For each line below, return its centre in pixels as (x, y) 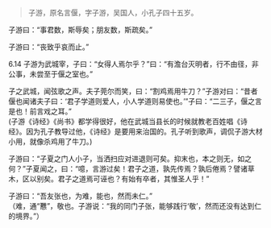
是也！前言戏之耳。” (40, 111)
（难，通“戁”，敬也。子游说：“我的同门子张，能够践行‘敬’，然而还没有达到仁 (135, 206)
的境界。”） (26, 216)
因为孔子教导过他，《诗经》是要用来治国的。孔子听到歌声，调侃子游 (137, 131)
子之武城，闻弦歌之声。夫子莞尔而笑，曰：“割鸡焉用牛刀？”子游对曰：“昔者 (133, 91)
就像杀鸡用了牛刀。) (61, 141)
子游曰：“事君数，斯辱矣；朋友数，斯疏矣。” (81, 30)
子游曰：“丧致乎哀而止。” (49, 47)
